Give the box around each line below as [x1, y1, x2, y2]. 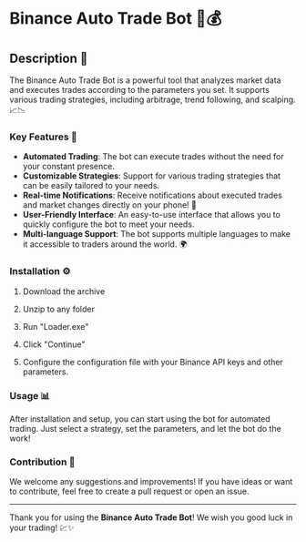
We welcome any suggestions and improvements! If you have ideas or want [9, 476, 293, 487]
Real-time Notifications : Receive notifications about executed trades [22, 189, 282, 201]
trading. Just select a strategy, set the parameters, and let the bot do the [9, 423, 282, 434]
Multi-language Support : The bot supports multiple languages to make [22, 229, 291, 240]
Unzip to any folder [22, 303, 96, 314]
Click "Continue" [22, 339, 86, 350]
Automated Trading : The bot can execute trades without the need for [22, 151, 284, 162]
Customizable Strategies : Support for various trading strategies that [22, 170, 280, 181]
